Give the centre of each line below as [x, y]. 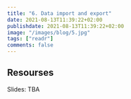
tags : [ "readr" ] [30, 39]
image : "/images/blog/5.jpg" [49, 32]
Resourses [31, 73]
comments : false [30, 45]
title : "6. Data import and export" [59, 13]
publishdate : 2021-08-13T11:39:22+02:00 [66, 26]
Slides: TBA [23, 89]
